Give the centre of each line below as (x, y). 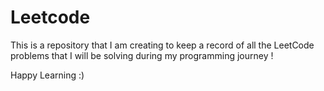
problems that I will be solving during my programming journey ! (142, 55)
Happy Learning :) (47, 75)
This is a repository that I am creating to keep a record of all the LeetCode (162, 45)
